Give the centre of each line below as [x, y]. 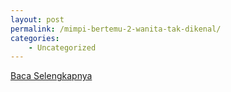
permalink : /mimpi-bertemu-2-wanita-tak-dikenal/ [116, 29]
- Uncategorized [62, 47]
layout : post [37, 19]
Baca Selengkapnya [51, 76]
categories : [35, 38]
